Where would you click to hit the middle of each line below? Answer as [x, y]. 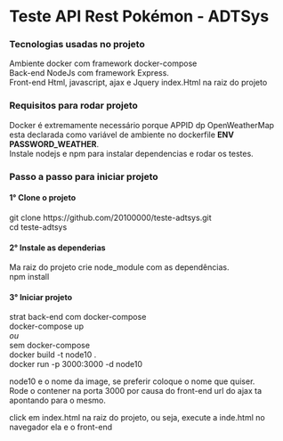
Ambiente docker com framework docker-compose [103, 63]
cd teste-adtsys [38, 227]
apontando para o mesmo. [58, 400]
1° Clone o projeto [43, 198]
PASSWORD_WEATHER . [54, 143]
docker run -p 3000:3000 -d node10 [76, 364]
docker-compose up [47, 326]
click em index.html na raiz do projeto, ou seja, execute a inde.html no [137, 418]
